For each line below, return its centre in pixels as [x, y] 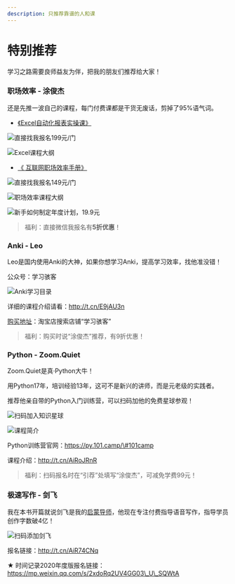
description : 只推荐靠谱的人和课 [52, 14]
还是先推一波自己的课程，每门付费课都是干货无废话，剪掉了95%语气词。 [112, 108]
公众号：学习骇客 [32, 277]
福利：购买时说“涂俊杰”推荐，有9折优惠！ [85, 337]
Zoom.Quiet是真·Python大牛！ [51, 371]
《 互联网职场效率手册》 [52, 167]
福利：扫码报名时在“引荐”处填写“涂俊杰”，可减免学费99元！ [110, 475]
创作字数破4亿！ [31, 520]
